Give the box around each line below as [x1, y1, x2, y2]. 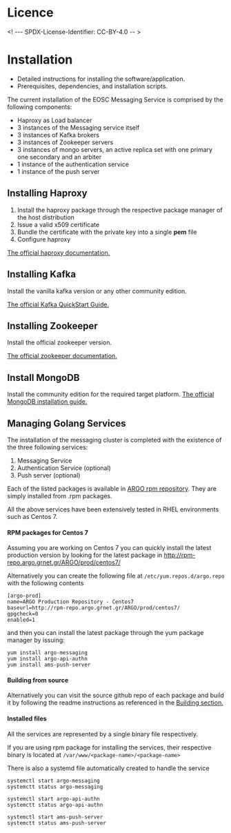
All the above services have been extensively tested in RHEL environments [7, 505, 219, 513]
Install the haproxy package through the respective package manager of [17, 206, 223, 214]
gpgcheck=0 [7, 611, 39, 618]
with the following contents [7, 579, 84, 587]
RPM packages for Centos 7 [7, 528, 88, 536]
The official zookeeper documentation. [7, 352, 117, 360]
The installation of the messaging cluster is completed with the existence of [7, 435, 222, 444]
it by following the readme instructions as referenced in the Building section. [7, 698, 224, 707]
